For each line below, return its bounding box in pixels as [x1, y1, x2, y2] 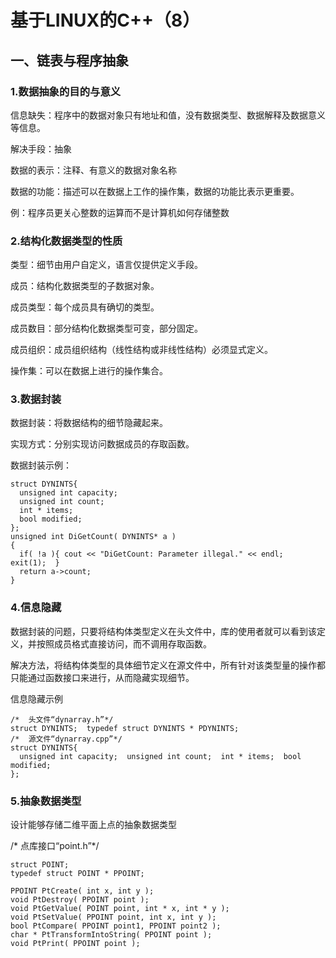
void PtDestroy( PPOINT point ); [10, 895, 150, 905]
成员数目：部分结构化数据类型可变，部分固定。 [10, 322, 203, 335]
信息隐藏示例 [10, 692, 63, 705]
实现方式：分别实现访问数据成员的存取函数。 [10, 438, 195, 450]
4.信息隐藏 [10, 601, 62, 615]
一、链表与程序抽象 [10, 52, 129, 69]
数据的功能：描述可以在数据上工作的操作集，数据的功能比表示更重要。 [10, 185, 300, 197]
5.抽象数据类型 [10, 794, 82, 808]
